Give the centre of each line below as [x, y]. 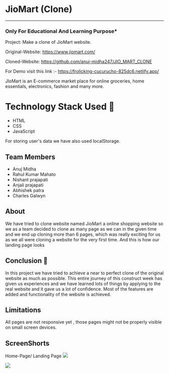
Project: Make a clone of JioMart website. [48, 42]
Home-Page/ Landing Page [33, 356]
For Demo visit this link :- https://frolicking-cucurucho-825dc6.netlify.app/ [82, 71]
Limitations [23, 310]
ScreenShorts [27, 343]
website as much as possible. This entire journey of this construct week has [84, 278]
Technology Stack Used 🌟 [60, 107]
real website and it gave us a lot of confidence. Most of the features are [79, 289]
